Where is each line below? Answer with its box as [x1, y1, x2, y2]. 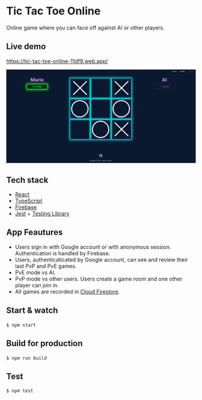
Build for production [6, 338, 83, 349]
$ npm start [6, 322, 36, 328]
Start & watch [6, 305, 58, 316]
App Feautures [6, 227, 63, 238]
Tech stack [6, 175, 49, 185]
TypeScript [14, 197, 43, 205]
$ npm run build [6, 355, 47, 361]
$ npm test [6, 388, 34, 394]
